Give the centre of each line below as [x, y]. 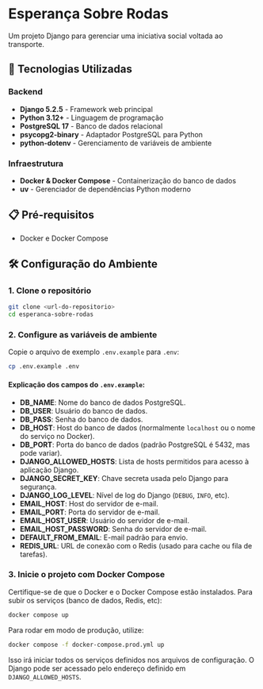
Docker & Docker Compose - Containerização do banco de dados [128, 180]
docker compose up [38, 615]
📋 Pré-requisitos [51, 215]
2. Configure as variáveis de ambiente [83, 335]
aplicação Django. [49, 470]
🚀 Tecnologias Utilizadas [70, 69]
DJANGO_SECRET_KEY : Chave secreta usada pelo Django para [124, 478]
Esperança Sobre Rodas [88, 14]
